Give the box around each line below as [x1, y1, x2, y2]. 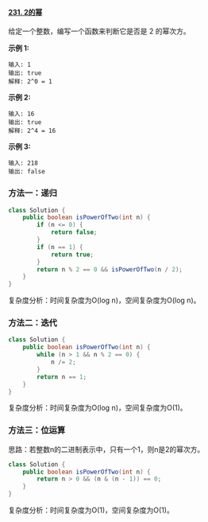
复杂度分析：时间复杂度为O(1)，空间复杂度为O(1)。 [8, 505, 175, 515]
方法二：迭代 [8, 317, 58, 329]
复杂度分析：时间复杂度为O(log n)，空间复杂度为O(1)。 [8, 403, 188, 413]
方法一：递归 [8, 188, 58, 199]
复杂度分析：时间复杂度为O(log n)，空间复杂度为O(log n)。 [8, 295, 201, 306]
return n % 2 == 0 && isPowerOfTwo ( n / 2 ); [37, 265, 183, 274]
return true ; [50, 251, 94, 259]
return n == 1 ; [37, 372, 87, 381]
